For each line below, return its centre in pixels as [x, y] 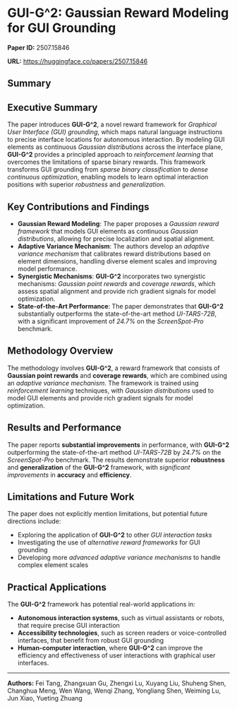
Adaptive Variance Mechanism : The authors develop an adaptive [114, 246]
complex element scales [53, 565]
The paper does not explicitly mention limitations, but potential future [108, 514]
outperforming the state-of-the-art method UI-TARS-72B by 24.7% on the [114, 452]
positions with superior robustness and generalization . [86, 184]
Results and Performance [65, 428]
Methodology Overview [60, 351]
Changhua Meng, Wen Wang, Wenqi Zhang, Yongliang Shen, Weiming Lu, [114, 691]
